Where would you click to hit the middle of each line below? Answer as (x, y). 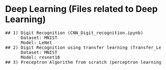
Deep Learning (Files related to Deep (82, 9)
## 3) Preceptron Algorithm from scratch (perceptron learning (83, 62)
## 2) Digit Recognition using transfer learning (66, 47)
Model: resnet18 (40, 57)
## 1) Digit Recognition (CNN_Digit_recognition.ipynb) (74, 33)
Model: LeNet (36, 42)
